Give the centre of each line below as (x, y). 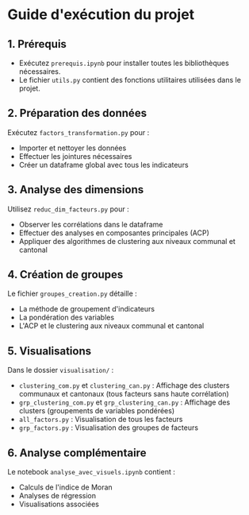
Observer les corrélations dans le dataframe (91, 224)
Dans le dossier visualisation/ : (61, 370)
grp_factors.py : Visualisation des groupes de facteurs (109, 428)
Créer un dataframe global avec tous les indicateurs (103, 165)
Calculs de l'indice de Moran (65, 487)
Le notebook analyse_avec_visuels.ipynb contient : (91, 472)
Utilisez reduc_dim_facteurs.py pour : (68, 209)
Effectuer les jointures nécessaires (75, 156)
